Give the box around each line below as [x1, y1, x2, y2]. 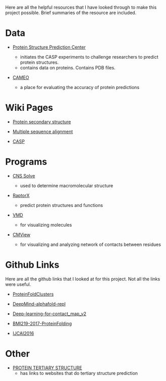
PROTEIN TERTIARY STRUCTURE [12, 364, 82, 371]
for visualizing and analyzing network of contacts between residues [20, 241, 161, 247]
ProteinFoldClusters [12, 291, 54, 297]
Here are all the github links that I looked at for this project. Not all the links [5, 276, 160, 282]
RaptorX [12, 192, 30, 198]
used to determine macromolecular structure [20, 182, 114, 189]
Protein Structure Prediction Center [12, 44, 86, 50]
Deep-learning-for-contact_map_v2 [12, 311, 87, 317]
